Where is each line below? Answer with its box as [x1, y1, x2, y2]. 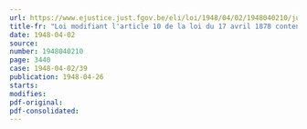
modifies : [9, 89, 48, 98]
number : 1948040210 [9, 47, 84, 56]
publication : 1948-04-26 [9, 73, 104, 82]
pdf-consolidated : [9, 106, 79, 115]
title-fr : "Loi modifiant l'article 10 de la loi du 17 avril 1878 [9, 22, 272, 31]
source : [9, 38, 39, 48]
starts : [9, 81, 39, 90]
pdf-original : [9, 97, 64, 107]
